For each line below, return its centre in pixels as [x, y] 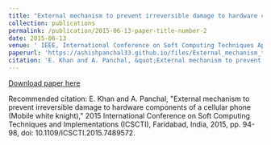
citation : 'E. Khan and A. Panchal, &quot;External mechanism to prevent [135, 61]
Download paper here [44, 83]
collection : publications [52, 23]
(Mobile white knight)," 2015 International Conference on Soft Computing [129, 115]
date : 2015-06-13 [38, 38]
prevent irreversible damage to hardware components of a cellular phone [130, 107]
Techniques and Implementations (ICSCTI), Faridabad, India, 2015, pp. [125, 124]
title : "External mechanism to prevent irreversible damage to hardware [133, 16]
